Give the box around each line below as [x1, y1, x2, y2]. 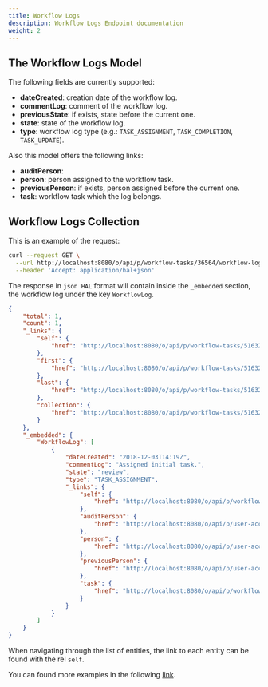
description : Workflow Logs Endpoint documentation [8, 19, 183, 27]
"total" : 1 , [22, 312, 62, 320]
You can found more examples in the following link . [8, 670, 176, 679]
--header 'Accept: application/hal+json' [15, 266, 156, 274]
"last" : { [37, 379, 69, 387]
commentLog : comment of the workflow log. [19, 101, 168, 111]
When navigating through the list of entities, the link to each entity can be [8, 646, 250, 655]
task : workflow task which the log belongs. [19, 192, 162, 201]
